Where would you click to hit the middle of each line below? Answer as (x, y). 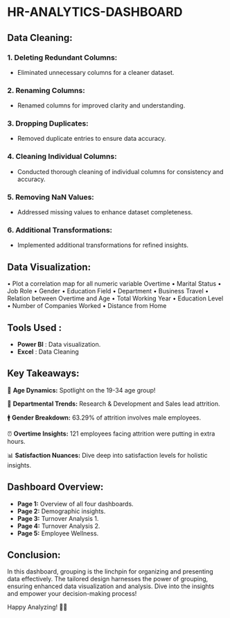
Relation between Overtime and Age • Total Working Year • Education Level (115, 298)
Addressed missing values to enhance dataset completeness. (105, 212)
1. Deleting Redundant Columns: (62, 58)
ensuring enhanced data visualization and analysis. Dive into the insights (111, 586)
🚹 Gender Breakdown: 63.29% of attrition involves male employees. (104, 418)
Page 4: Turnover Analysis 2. (59, 526)
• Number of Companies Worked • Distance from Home (87, 306)
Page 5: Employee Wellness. (58, 533)
